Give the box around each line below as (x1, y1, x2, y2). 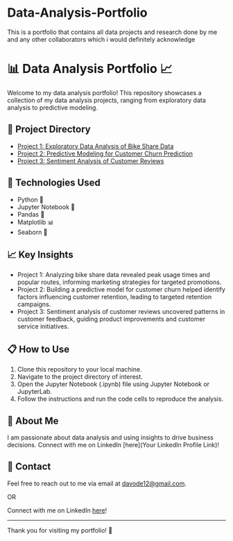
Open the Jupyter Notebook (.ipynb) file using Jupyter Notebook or (17, 380, 210, 388)
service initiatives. (17, 322, 69, 331)
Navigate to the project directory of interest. (17, 373, 144, 381)
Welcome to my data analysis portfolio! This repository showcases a (7, 88, 202, 97)
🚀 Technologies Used (7, 177, 101, 189)
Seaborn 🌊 (17, 228, 48, 236)
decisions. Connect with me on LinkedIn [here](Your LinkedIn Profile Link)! (7, 440, 220, 449)
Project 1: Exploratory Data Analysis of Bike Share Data (17, 142, 174, 150)
